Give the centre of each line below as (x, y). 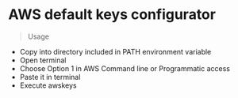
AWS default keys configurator (112, 15)
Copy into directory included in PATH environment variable (115, 51)
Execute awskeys (48, 85)
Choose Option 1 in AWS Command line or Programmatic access (125, 68)
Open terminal (43, 60)
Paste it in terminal (50, 77)
